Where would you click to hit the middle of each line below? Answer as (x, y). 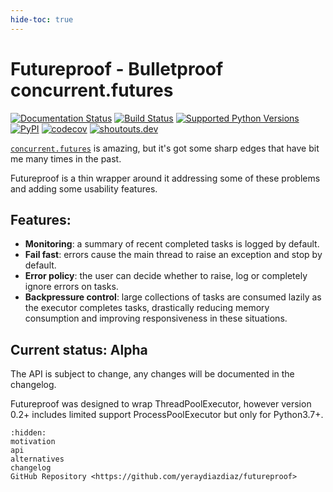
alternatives (37, 459)
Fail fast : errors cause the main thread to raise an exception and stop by (173, 255)
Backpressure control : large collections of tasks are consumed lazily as (173, 297)
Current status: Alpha (79, 349)
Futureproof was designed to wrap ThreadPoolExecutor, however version (161, 404)
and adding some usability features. (84, 188)
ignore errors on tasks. (71, 287)
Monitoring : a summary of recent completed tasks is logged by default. (172, 244)
